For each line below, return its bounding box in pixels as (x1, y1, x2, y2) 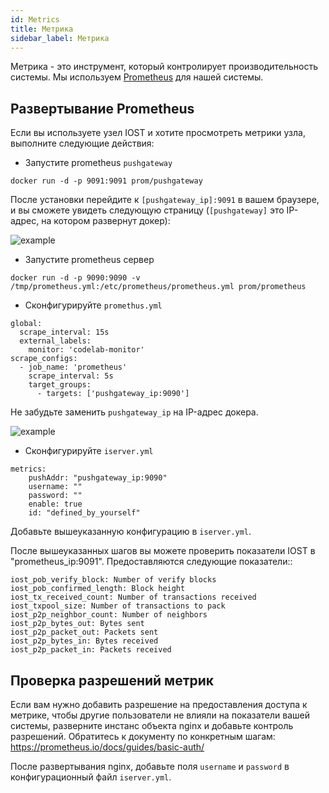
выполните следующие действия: (10, 137, 155, 150)
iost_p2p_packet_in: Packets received (10, 645, 172, 655)
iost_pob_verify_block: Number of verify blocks (10, 575, 217, 585)
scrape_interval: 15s (19, 327, 110, 338)
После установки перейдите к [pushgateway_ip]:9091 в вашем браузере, (10, 194, 320, 206)
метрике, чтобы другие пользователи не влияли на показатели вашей (10, 709, 310, 721)
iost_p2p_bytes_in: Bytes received (10, 636, 159, 646)
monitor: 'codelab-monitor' (28, 345, 145, 355)
